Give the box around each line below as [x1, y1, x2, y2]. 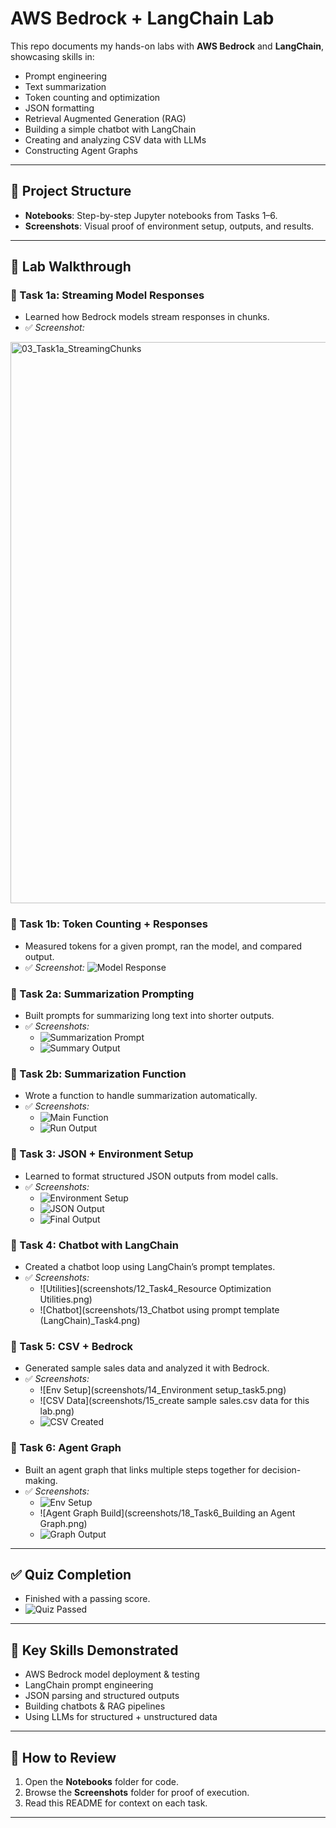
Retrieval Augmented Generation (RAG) [24, 112, 187, 124]
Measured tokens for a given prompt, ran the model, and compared [24, 940, 303, 952]
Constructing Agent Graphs [24, 144, 138, 156]
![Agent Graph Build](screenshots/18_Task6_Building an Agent [39, 1507, 296, 1519]
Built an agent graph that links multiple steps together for [24, 1463, 260, 1476]
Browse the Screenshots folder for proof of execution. [24, 1786, 250, 1798]
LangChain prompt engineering [24, 1679, 154, 1691]
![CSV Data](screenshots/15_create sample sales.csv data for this [39, 1395, 310, 1407]
